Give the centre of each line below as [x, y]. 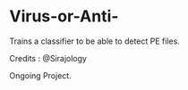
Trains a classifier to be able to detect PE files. [95, 41]
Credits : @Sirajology [48, 58]
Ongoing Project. [40, 75]
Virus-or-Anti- [64, 16]
